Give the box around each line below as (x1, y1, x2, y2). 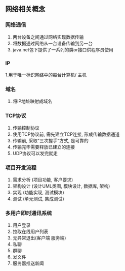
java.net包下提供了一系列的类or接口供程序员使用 (12, 46, 114, 52)
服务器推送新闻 (12, 260, 44, 266)
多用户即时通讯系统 (5, 209, 52, 217)
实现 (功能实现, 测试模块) (12, 189, 64, 195)
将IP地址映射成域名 (12, 98, 53, 104)
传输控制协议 (12, 125, 39, 131)
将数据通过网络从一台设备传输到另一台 (12, 40, 93, 46)
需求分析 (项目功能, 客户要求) (12, 176, 73, 183)
